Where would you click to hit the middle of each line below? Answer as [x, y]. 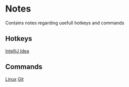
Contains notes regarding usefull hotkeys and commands [65, 23]
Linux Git [14, 79]
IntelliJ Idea [17, 51]
